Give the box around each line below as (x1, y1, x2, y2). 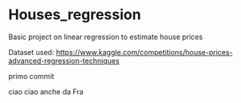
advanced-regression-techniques (8, 56, 120, 65)
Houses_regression (8, 6, 141, 24)
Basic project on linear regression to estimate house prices (8, 32, 203, 42)
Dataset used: (8, 47, 55, 57)
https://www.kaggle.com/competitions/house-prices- (55, 47, 233, 57)
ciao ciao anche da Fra (8, 86, 84, 97)
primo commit (8, 71, 55, 81)
